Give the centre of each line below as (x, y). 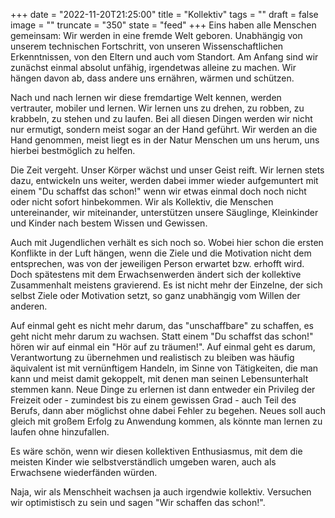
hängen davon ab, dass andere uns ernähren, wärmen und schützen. (152, 78)
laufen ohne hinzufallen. (60, 432)
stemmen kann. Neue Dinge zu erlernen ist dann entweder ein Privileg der (163, 389)
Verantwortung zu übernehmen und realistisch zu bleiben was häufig (152, 357)
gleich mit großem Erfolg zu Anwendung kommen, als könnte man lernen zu (166, 421)
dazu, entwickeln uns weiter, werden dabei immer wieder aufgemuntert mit (164, 180)
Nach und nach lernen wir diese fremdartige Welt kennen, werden (146, 97)
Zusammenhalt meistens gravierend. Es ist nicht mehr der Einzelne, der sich (166, 285)
